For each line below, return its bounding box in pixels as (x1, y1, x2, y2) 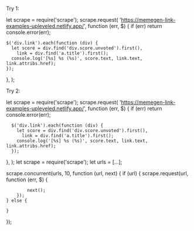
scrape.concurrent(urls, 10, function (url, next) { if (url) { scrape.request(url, (6, 170, 189, 176)
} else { (6, 198, 28, 203)
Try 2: (6, 87, 21, 94)
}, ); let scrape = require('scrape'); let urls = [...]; (6, 158, 122, 165)
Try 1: (6, 5, 19, 12)
